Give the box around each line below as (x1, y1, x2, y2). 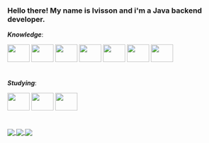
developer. (7, 14, 45, 24)
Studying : (7, 79, 37, 87)
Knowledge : (7, 30, 44, 39)
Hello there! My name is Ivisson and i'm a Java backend (7, 6, 203, 15)
